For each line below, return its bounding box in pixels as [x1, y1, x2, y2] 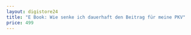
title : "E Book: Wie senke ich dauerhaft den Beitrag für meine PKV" [6, 14, 186, 20]
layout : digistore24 [6, 8, 59, 15]
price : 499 [6, 20, 34, 26]
